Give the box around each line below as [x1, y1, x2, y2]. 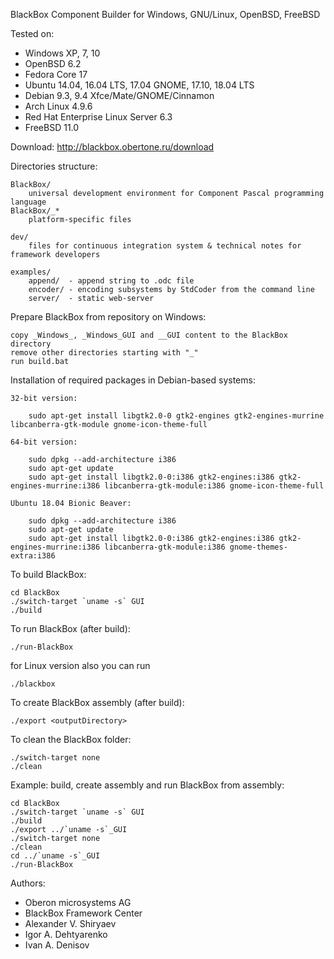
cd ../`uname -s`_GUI [10, 851, 101, 861]
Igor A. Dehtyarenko [24, 929, 108, 940]
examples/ [10, 267, 52, 277]
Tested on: [10, 28, 55, 39]
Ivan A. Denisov [24, 939, 90, 951]
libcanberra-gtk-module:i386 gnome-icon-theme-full [104, 481, 325, 491]
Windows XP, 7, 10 [24, 47, 101, 59]
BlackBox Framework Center [24, 907, 143, 919]
